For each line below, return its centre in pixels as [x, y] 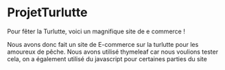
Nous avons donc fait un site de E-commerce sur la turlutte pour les [103, 44]
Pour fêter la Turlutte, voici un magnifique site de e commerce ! [96, 31]
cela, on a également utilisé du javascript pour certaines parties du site [107, 58]
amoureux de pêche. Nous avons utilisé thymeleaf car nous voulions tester [113, 52]
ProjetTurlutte [47, 13]
